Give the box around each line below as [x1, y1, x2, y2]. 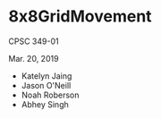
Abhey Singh [21, 98, 69, 109]
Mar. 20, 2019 [8, 53, 59, 64]
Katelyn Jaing [21, 70, 72, 81]
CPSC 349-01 [8, 36, 59, 47]
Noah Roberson [21, 89, 80, 100]
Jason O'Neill [21, 80, 72, 90]
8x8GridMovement [8, 6, 153, 27]
